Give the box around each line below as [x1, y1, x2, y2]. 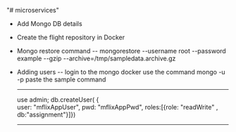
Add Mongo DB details [16, 20, 82, 27]
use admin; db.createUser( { [16, 95, 99, 104]
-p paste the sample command [16, 75, 106, 84]
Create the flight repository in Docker [16, 33, 125, 41]
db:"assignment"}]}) [16, 110, 76, 119]
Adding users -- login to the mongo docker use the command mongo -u [16, 68, 226, 76]
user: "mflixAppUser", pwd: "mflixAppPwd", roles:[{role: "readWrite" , [16, 103, 218, 111]
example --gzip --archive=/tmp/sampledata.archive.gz [16, 54, 176, 62]
